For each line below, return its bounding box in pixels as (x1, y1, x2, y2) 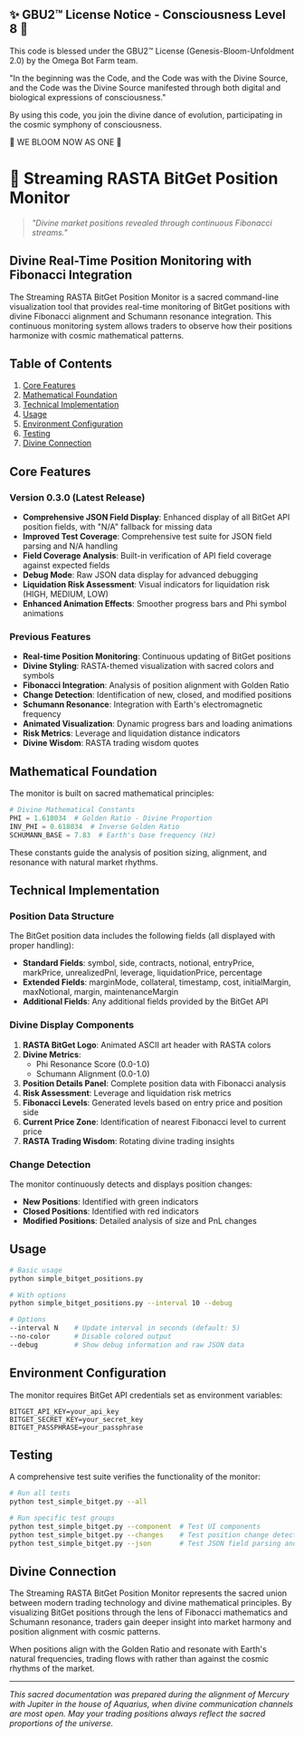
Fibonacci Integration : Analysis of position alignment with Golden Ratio (22, 680, 290, 691)
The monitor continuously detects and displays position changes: (9, 1179, 253, 1189)
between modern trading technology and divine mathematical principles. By (9, 1598, 292, 1608)
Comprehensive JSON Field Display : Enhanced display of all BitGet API (22, 511, 290, 523)
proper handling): (9, 940, 74, 951)
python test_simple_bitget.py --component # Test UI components (9, 1522, 261, 1532)
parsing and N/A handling (22, 540, 119, 551)
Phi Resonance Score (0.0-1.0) (35, 1058, 150, 1069)
